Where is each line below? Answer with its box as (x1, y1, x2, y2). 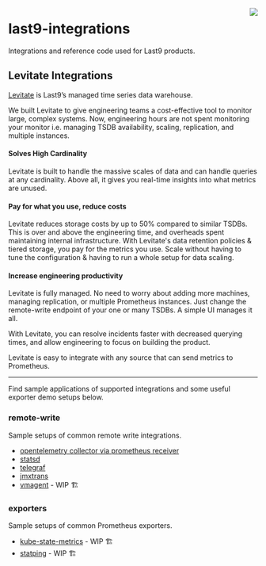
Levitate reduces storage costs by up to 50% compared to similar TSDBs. (8, 219, 248, 229)
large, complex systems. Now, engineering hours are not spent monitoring (8, 113, 250, 123)
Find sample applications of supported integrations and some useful (8, 384, 231, 394)
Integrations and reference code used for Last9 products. (8, 46, 196, 55)
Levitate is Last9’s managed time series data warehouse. (8, 90, 193, 99)
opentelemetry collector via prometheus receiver (19, 446, 180, 455)
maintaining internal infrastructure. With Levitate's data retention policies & (8, 236, 252, 246)
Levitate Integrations (8, 69, 113, 82)
